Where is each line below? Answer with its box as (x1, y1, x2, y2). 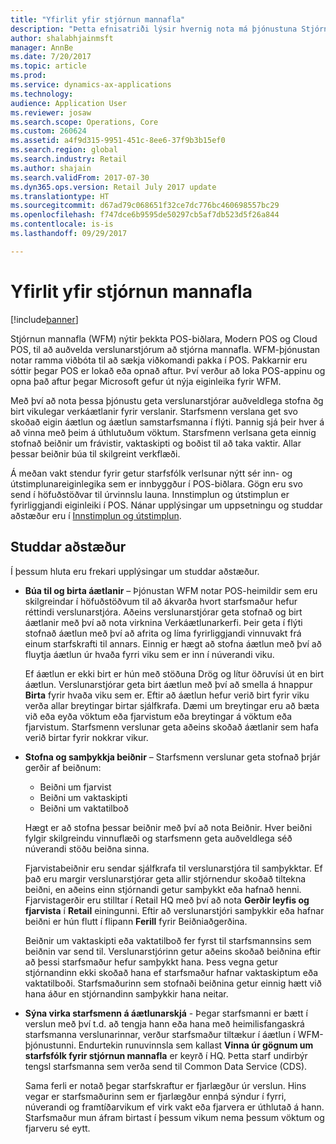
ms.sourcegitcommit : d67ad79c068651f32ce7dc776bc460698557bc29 (10, 201, 280, 211)
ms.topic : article (10, 61, 87, 71)
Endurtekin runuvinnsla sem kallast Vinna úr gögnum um (78, 1039, 314, 1051)
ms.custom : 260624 (10, 126, 87, 136)
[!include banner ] (10, 313, 79, 325)
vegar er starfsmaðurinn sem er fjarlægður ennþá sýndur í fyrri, (24, 1090, 287, 1102)
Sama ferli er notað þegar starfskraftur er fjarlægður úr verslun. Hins (24, 1079, 307, 1091)
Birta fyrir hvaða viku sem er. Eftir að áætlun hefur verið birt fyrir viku (24, 689, 310, 701)
